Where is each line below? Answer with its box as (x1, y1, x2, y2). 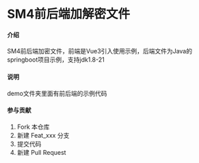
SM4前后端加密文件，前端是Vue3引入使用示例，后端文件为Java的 (7, 47, 193, 55)
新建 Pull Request (16, 148, 66, 156)
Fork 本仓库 (16, 123, 50, 131)
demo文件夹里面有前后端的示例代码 (7, 89, 107, 97)
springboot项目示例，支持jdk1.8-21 (7, 55, 105, 64)
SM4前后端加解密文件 (7, 6, 131, 22)
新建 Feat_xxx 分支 (16, 131, 70, 139)
